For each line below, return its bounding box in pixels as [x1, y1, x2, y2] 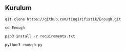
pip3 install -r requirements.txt [5, 34, 76, 38]
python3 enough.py [5, 42, 42, 47]
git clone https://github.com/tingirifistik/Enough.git [5, 17, 121, 21]
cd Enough [5, 25, 25, 30]
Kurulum [5, 4, 32, 12]
